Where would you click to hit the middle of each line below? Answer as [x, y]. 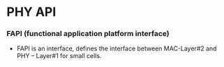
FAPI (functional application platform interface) [88, 34]
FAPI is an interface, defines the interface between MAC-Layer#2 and [117, 48]
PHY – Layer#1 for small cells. [59, 56]
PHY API [31, 12]
